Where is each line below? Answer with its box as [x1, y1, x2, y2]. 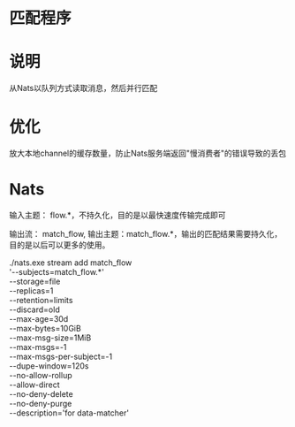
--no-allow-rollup [9, 370, 72, 380]
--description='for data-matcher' [9, 408, 130, 418]
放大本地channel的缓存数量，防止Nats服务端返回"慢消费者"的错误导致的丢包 [9, 148, 287, 159]
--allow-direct [9, 379, 60, 390]
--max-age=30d [9, 314, 69, 324]
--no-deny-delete [9, 389, 73, 399]
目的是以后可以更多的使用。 [9, 240, 110, 250]
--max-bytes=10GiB [9, 324, 81, 333]
